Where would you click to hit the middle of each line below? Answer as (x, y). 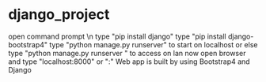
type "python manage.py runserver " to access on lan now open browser (127, 53)
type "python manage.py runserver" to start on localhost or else (153, 44)
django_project (59, 15)
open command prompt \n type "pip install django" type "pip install (118, 36)
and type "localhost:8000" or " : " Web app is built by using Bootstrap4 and (129, 61)
